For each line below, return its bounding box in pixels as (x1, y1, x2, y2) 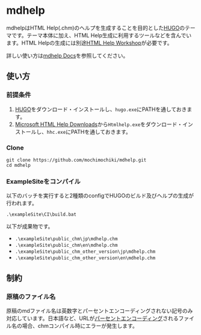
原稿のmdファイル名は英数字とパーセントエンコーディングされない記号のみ (6, 307, 193, 314)
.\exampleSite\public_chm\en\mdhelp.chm (14, 243, 118, 249)
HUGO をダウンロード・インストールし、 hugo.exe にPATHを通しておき (14, 106, 187, 113)
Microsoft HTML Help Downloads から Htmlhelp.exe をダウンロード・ (14, 121, 183, 128)
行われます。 (6, 199, 37, 207)
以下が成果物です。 (6, 223, 54, 230)
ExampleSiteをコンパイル (6, 177, 81, 186)
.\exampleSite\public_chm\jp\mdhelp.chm (14, 236, 118, 242)
